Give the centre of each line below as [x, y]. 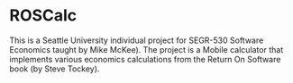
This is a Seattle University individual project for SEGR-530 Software [137, 40]
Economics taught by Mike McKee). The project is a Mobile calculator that [146, 49]
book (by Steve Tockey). [55, 69]
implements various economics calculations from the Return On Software [145, 59]
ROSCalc [43, 16]
